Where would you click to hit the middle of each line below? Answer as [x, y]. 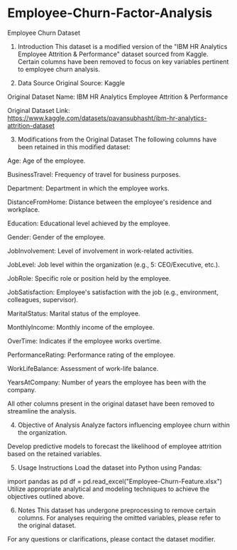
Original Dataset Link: [39, 110]
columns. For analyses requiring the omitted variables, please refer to [119, 517]
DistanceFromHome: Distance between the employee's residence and [110, 202]
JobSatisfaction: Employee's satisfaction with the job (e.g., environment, [113, 292]
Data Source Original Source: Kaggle [71, 82]
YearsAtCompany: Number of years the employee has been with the [107, 382]
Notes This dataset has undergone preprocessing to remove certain [117, 510]
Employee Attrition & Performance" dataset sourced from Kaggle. [113, 54]
